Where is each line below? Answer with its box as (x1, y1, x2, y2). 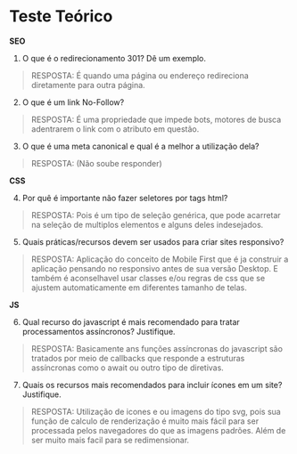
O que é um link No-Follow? (21, 96, 125, 108)
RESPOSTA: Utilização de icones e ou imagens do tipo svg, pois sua (30, 406, 281, 417)
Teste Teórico (9, 6, 113, 27)
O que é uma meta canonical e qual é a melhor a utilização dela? (21, 141, 260, 151)
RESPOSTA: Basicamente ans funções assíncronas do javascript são (30, 343, 284, 353)
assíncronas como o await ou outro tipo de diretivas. (30, 362, 225, 373)
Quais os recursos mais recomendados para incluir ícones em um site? (21, 379, 283, 390)
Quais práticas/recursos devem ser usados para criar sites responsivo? (21, 236, 285, 247)
